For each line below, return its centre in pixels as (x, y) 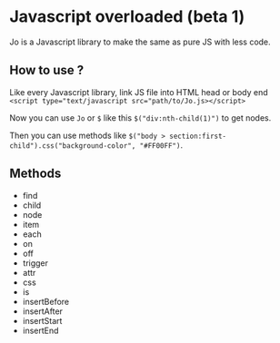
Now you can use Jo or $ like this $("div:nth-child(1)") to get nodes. (140, 118)
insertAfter (43, 311)
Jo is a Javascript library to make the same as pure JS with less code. (140, 42)
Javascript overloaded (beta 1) (127, 17)
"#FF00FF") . (161, 145)
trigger (35, 263)
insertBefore (46, 301)
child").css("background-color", (73, 146)
